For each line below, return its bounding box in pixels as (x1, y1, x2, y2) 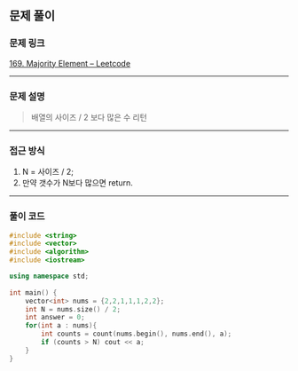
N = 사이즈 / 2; (21, 167, 74, 178)
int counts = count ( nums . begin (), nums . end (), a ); (41, 329, 232, 339)
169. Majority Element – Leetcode (9, 58, 131, 68)
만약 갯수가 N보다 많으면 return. (21, 178, 133, 188)
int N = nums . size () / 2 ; (25, 304, 122, 313)
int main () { (9, 288, 58, 297)
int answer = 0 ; (25, 313, 86, 322)
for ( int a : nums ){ (25, 321, 98, 330)
